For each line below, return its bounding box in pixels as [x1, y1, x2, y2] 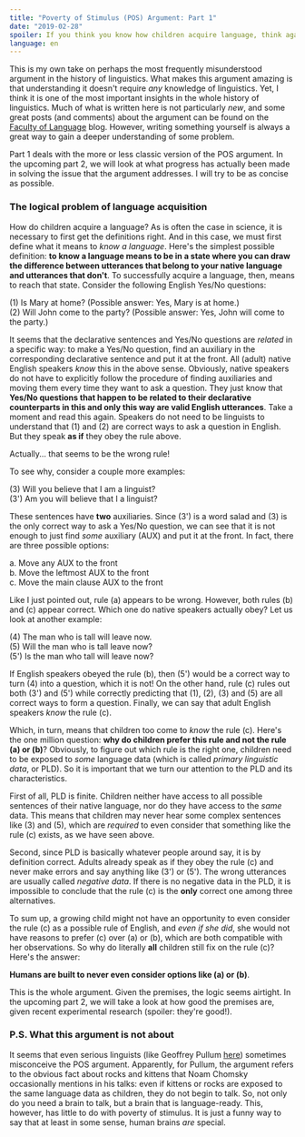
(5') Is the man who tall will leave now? [9, 650, 154, 661]
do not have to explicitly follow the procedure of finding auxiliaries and [9, 372, 273, 383]
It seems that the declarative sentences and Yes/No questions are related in [9, 334, 293, 345]
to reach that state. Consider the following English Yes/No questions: [9, 279, 267, 290]
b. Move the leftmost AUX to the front [9, 567, 150, 578]
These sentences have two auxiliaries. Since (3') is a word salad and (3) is [9, 510, 288, 521]
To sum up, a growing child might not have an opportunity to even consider [9, 912, 290, 923]
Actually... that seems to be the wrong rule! [9, 448, 171, 459]
